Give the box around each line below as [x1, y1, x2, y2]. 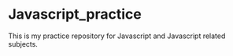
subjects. [8, 39, 38, 48]
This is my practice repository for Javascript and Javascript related [8, 31, 226, 40]
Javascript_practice [8, 5, 142, 23]
